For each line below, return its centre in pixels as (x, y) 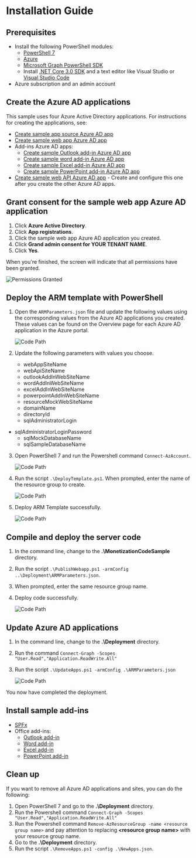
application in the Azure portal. (51, 331)
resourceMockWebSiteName (58, 402)
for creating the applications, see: (47, 122)
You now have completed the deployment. (57, 692)
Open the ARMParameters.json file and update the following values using (101, 312)
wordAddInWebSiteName (54, 383)
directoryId (37, 414)
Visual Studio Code (46, 78)
